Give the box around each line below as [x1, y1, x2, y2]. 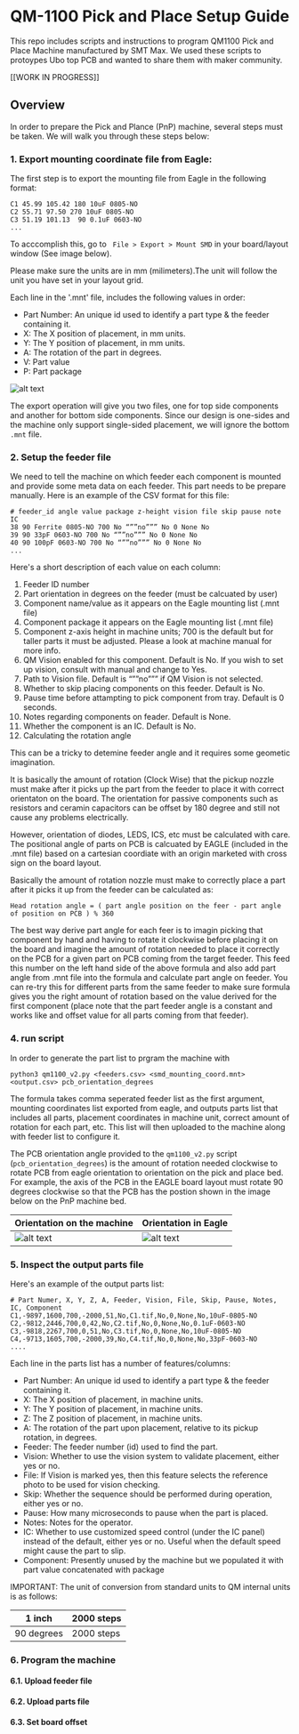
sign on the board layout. [10, 858, 101, 868]
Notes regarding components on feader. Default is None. [22, 712, 231, 722]
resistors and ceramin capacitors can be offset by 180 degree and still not [10, 802, 280, 813]
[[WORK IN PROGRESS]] [10, 71, 101, 82]
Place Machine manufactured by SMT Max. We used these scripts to [10, 44, 262, 55]
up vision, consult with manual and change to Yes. [22, 665, 207, 675]
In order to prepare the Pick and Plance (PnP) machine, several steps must [10, 121, 284, 132]
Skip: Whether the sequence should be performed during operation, [22, 1488, 272, 1499]
